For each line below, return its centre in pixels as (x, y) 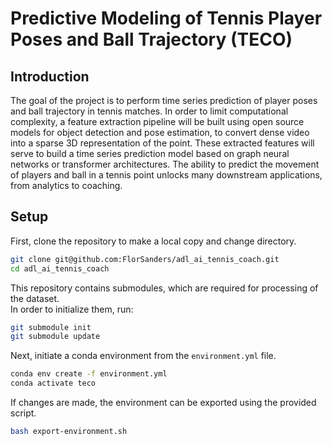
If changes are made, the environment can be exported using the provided (163, 403)
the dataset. (35, 298)
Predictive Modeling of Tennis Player (166, 18)
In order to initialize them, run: (72, 309)
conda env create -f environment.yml (89, 374)
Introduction (50, 76)
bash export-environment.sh (69, 432)
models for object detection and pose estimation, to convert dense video (160, 132)
